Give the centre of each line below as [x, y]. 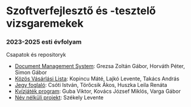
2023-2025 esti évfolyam [44, 42]
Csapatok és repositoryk [36, 55]
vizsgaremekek [45, 23]
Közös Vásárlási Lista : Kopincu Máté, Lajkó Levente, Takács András [97, 79]
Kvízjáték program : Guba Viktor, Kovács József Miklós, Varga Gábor [98, 91]
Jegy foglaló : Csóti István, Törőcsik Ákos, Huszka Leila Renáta [91, 85]
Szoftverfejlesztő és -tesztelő [81, 11]
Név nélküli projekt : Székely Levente [59, 98]
